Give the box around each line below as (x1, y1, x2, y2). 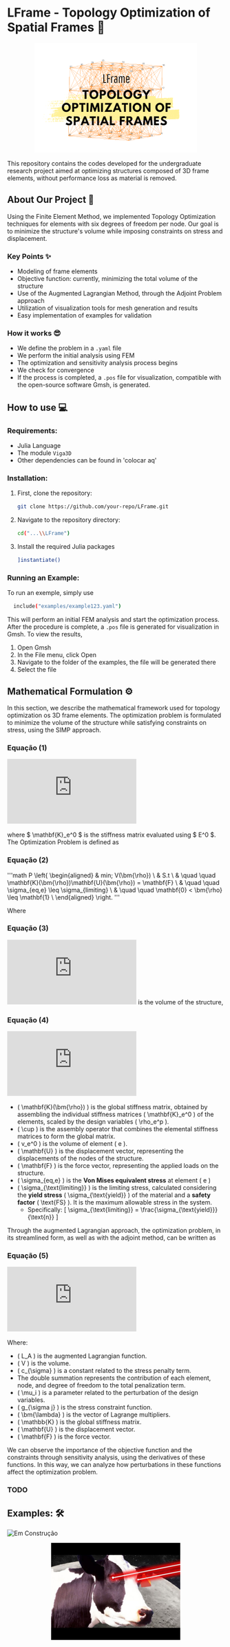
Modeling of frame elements (17, 267, 98, 275)
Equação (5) (7, 1251, 49, 1260)
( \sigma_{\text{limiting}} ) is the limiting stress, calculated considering (17, 1184, 217, 1192)
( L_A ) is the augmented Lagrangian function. (17, 1352, 147, 1361)
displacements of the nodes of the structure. (17, 1154, 144, 1162)
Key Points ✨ (7, 251, 52, 261)
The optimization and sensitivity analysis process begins (17, 359, 178, 367)
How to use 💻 (7, 402, 68, 413)
